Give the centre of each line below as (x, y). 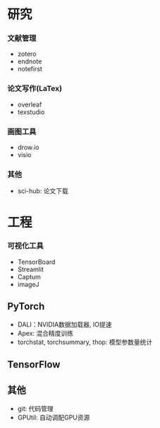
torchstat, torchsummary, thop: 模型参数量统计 (85, 342)
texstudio (31, 112)
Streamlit (31, 269)
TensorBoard (36, 262)
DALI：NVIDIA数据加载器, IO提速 (64, 324)
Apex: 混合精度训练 (45, 333)
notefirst (30, 69)
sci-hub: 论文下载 (43, 191)
